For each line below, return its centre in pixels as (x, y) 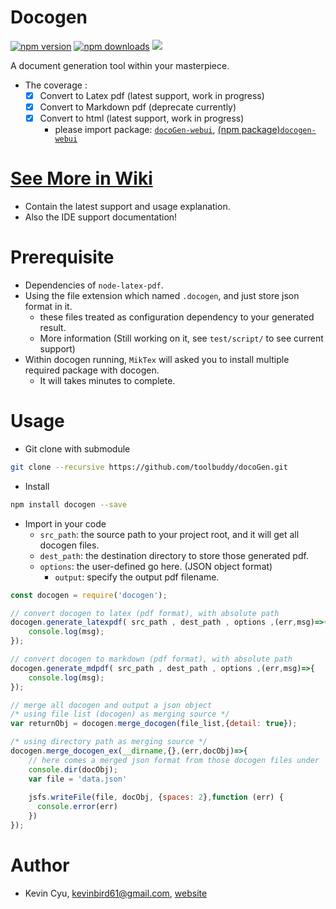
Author (40, 865)
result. (53, 327)
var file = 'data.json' (78, 779)
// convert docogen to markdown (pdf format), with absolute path (151, 659)
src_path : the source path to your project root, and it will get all (169, 534)
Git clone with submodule (77, 448)
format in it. (48, 306)
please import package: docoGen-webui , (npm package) (167, 130)
